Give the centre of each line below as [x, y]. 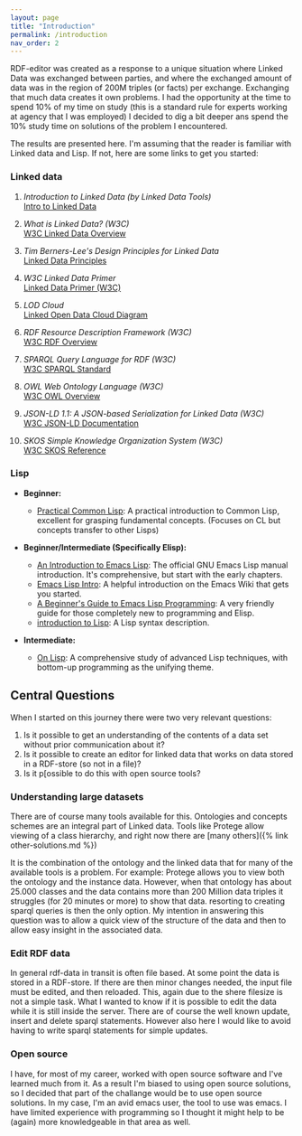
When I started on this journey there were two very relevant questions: [141, 717]
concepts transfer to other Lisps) [98, 530]
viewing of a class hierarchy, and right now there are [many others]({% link [149, 835]
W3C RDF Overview [60, 342]
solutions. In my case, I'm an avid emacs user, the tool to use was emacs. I [149, 1103]
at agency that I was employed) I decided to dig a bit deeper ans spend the [150, 117]
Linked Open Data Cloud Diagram [85, 315]
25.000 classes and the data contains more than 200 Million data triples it [147, 891]
